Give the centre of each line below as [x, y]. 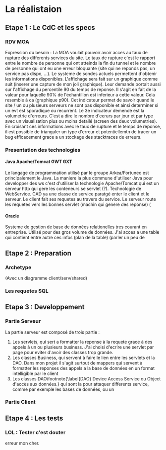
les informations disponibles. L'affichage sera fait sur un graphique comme [82, 79]
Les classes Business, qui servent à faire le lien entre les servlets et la [83, 358]
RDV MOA [17, 42]
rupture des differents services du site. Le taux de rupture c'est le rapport [80, 58]
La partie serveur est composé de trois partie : [53, 332]
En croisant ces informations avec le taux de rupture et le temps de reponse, [83, 126]
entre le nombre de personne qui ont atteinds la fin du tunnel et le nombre [81, 63]
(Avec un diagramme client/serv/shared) [46, 278]
